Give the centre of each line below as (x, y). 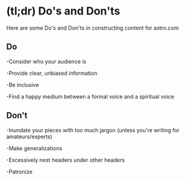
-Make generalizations (34, 148)
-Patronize (19, 172)
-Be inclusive (23, 85)
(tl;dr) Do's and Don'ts (63, 11)
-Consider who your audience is (46, 61)
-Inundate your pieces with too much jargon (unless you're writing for (93, 130)
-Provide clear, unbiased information (52, 73)
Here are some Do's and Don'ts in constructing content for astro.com (92, 28)
